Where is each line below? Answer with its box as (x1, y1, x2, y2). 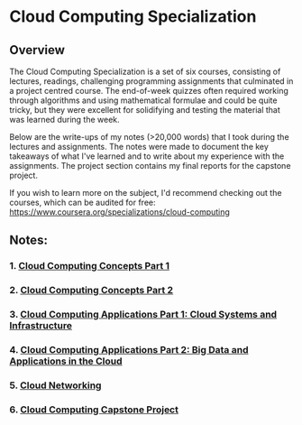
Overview (9, 42, 66, 58)
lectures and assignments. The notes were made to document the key (9, 142, 269, 152)
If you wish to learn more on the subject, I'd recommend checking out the (9, 188, 282, 198)
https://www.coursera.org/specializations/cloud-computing (9, 207, 230, 217)
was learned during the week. (9, 115, 120, 125)
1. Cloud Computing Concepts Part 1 (9, 260, 169, 273)
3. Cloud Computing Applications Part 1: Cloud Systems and (9, 309, 278, 321)
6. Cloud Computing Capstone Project (9, 403, 178, 416)
